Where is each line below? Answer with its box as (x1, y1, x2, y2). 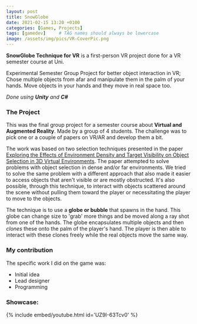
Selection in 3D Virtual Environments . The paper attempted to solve (6, 158, 169, 165)
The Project (6, 108, 40, 116)
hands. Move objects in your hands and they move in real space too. (6, 82, 172, 89)
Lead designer (14, 277, 50, 284)
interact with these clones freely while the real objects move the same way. (6, 231, 188, 238)
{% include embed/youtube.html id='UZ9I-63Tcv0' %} (6, 311, 138, 318)
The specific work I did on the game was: (6, 259, 106, 266)
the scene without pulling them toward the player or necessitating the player (6, 189, 191, 196)
